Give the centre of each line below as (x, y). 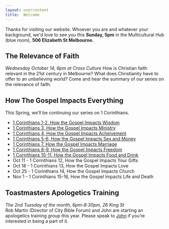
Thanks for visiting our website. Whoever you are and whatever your (77, 29)
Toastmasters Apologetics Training (62, 193)
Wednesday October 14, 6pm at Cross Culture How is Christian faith (76, 68)
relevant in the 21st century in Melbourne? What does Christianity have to (82, 74)
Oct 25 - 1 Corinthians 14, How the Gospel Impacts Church (74, 171)
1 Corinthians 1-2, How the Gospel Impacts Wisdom (66, 123)
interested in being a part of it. (37, 221)
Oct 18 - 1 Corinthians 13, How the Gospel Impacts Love (71, 166)
